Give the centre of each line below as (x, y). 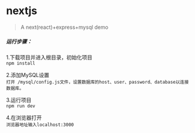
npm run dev (21, 106)
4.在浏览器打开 (24, 117)
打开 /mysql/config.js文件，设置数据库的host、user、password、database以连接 (97, 82)
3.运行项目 (19, 100)
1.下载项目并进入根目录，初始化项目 (49, 57)
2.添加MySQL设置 (28, 75)
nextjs (22, 11)
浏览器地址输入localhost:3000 (40, 125)
